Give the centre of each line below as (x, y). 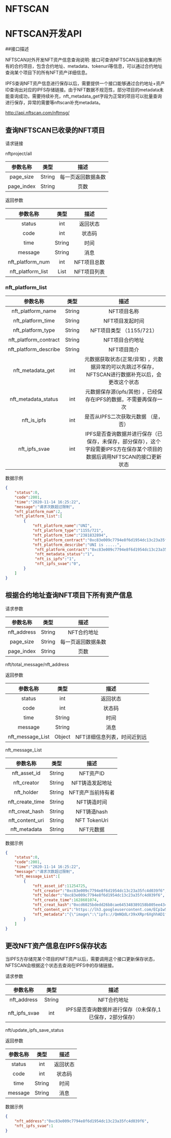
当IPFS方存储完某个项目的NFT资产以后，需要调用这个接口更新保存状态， (81, 959)
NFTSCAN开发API (44, 34)
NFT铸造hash (92, 811)
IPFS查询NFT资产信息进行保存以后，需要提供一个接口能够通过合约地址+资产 (85, 83)
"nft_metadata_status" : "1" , (65, 554)
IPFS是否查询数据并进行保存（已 (124, 434)
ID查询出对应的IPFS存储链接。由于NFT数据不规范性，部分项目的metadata (82, 90)
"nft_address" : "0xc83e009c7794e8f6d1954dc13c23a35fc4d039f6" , (82, 1121)
